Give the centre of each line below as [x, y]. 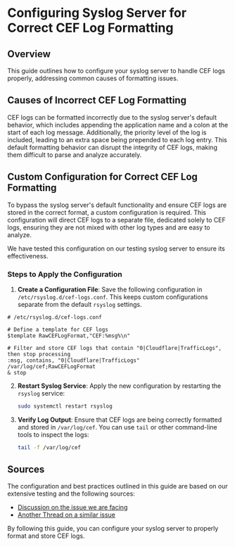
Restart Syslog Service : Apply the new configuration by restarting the [119, 386]
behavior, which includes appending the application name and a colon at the [118, 125]
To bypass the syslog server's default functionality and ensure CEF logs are [117, 205]
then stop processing [39, 354]
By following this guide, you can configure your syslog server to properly [113, 529]
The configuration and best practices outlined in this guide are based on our [118, 486]
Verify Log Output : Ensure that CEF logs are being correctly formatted [120, 420]
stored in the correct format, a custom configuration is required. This [107, 212]
